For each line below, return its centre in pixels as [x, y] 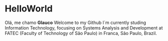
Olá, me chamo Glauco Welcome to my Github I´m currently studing [76, 22]
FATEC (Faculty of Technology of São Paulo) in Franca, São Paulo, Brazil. [81, 33]
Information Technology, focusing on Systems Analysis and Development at [84, 27]
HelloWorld [29, 9]
